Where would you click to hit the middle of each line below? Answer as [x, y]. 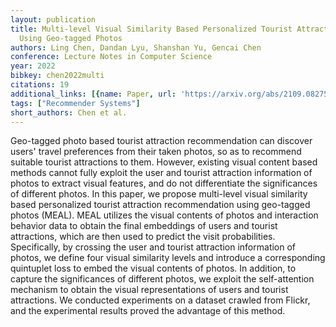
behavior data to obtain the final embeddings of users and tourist [144, 226]
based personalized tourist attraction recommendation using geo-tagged [160, 205]
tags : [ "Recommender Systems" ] [75, 103]
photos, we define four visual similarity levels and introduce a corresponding [168, 258]
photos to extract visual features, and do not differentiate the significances [164, 183]
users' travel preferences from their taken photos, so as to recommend [156, 152]
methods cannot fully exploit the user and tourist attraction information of [161, 173]
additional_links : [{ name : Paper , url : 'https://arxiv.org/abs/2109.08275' [171, 94]
